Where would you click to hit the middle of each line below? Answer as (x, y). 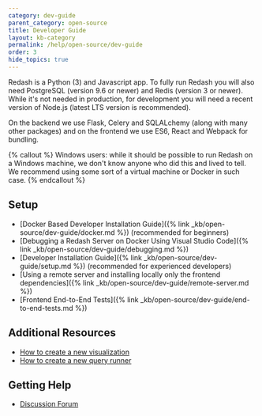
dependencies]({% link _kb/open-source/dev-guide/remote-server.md (134, 282)
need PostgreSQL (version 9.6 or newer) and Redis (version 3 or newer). (125, 90)
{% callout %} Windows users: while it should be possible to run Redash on (131, 154)
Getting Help (40, 385)
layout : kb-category (42, 38)
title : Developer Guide (47, 30)
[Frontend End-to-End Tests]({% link (79, 299)
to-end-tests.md (46, 308)
